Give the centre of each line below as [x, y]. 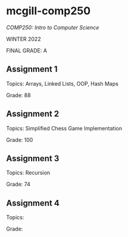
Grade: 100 [20, 140]
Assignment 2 [33, 114]
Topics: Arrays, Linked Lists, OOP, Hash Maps [63, 83]
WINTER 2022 [24, 39]
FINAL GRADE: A [27, 50]
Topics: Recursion [28, 173]
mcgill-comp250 [49, 11]
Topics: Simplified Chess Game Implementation [64, 128]
